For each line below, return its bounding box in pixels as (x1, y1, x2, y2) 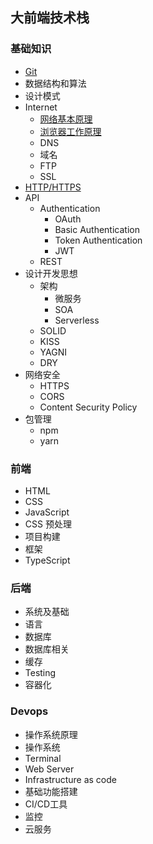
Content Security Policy (39, 401, 138, 413)
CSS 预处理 (24, 518, 72, 530)
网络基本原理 (39, 113, 93, 125)
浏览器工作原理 (39, 125, 102, 137)
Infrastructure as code (24, 773, 117, 785)
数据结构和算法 (24, 77, 87, 89)
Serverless (54, 314, 100, 326)
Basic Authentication (54, 223, 140, 235)
